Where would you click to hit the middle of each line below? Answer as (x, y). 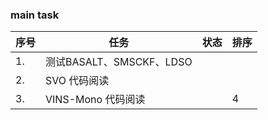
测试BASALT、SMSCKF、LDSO (119, 62)
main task (35, 15)
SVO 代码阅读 (77, 81)
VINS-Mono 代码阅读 (95, 100)
